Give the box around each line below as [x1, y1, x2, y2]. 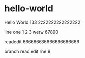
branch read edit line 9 [4, 48, 51, 54]
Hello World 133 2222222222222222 [4, 19, 81, 25]
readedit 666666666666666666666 [4, 38, 80, 45]
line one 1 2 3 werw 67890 [4, 29, 59, 35]
